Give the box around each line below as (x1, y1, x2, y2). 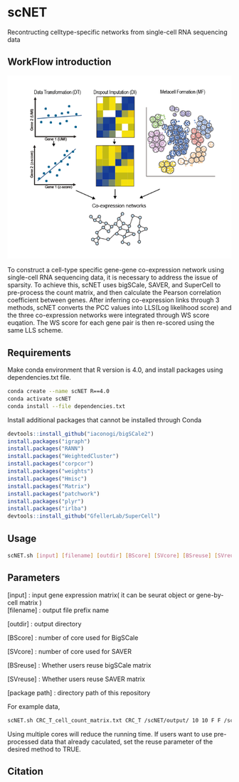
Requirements (7, 346, 71, 359)
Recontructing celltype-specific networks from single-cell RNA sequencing (7, 28, 228, 36)
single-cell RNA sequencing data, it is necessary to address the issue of (7, 273, 218, 282)
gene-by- (196, 591, 224, 599)
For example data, (7, 702, 60, 711)
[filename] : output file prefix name (7, 606, 109, 614)
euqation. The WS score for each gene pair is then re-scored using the (7, 318, 215, 327)
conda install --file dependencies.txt (7, 402, 126, 409)
